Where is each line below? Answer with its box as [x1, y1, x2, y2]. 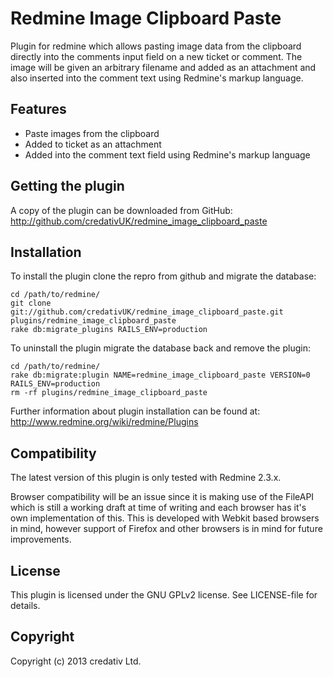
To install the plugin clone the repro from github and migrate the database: [10, 270, 317, 282]
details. [10, 600, 41, 611]
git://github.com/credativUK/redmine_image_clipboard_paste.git [10, 307, 284, 317]
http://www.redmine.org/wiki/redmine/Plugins [10, 416, 199, 428]
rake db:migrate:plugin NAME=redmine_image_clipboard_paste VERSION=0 [10, 370, 311, 381]
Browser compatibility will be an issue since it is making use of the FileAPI [10, 491, 315, 503]
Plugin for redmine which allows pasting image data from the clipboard [10, 40, 302, 52]
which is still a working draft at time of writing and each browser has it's [10, 502, 307, 514]
